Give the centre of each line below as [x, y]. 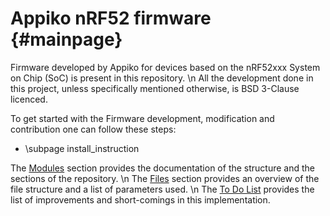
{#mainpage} [66, 39]
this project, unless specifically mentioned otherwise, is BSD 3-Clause [155, 88]
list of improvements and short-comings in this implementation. [140, 199]
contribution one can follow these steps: [93, 129]
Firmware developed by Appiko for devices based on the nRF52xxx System [165, 67]
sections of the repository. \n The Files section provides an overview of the [165, 178]
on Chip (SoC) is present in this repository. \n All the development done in [162, 78]
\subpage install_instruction [82, 148]
